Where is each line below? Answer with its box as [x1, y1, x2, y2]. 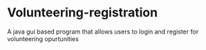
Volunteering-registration [7, 5, 158, 21]
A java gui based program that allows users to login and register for [7, 27, 199, 36]
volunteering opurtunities [7, 34, 79, 42]
